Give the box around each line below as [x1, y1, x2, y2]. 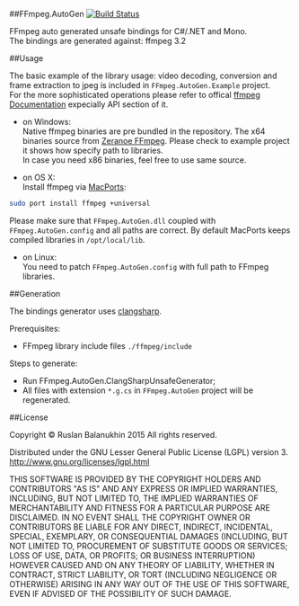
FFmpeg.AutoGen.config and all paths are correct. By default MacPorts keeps [9, 225, 291, 236]
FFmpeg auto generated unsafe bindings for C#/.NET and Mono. [9, 26, 248, 36]
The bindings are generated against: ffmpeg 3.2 [9, 36, 187, 46]
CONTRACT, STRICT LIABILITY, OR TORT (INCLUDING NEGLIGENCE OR [9, 569, 277, 580]
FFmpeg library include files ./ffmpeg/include [22, 340, 193, 351]
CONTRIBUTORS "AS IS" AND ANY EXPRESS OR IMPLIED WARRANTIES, [9, 483, 278, 494]
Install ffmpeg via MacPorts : [22, 182, 127, 192]
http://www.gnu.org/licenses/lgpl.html [9, 456, 150, 467]
